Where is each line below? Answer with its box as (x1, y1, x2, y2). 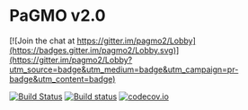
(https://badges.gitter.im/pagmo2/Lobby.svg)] (9, 44, 180, 55)
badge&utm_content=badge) (9, 73, 116, 84)
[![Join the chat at (9, 35, 75, 46)
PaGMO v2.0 (9, 5, 106, 26)
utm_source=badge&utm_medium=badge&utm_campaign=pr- (9, 64, 239, 75)
